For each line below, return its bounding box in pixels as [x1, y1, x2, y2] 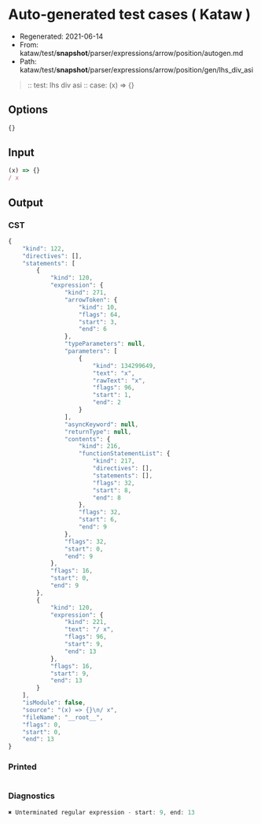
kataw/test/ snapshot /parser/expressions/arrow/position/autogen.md [19, 48, 244, 58]
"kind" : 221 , [64, 618, 108, 626]
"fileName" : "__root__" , [22, 713, 104, 722]
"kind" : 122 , [22, 244, 65, 253]
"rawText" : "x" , [92, 377, 146, 384]
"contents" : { [64, 435, 111, 443]
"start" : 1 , [92, 392, 132, 399]
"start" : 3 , [78, 317, 118, 326]
